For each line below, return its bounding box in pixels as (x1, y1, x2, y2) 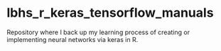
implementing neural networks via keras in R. (6, 35, 139, 43)
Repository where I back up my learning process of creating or (6, 28, 190, 36)
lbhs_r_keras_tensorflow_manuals (6, 5, 214, 21)
